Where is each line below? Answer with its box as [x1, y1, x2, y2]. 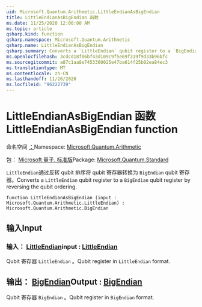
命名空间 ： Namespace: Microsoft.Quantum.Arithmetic [6, 143, 141, 150]
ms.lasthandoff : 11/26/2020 [6, 76, 77, 82]
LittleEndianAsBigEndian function [6, 123, 179, 136]
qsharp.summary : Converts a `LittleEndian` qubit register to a [6, 48, 171, 54]
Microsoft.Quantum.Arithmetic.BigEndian [6, 205, 109, 211]
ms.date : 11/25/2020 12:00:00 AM [6, 20, 90, 26]
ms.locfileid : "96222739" [6, 82, 71, 88]
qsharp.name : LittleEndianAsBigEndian [6, 43, 103, 49]
